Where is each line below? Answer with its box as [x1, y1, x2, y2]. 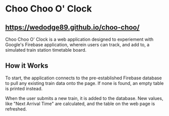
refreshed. [5, 106, 27, 112]
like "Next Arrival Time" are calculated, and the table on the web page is [5, 100, 155, 106]
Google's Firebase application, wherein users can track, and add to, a [5, 42, 150, 48]
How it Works [5, 61, 48, 70]
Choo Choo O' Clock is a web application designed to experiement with [5, 36, 154, 42]
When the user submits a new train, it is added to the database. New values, [5, 95, 163, 101]
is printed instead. [5, 85, 43, 91]
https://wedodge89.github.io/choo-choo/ [5, 23, 140, 32]
